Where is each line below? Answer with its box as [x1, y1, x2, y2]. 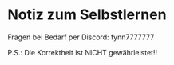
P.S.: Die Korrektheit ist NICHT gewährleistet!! [7, 47, 157, 57]
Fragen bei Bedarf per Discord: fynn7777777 [7, 32, 155, 42]
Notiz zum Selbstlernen [7, 6, 167, 24]
